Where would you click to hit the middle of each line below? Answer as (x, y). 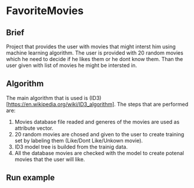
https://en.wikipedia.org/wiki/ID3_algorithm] (61, 104)
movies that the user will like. (50, 159)
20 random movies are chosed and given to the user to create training (99, 134)
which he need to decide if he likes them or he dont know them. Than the (95, 59)
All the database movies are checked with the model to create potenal (99, 153)
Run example (30, 178)
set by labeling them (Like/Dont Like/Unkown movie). (78, 140)
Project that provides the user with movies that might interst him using (91, 46)
